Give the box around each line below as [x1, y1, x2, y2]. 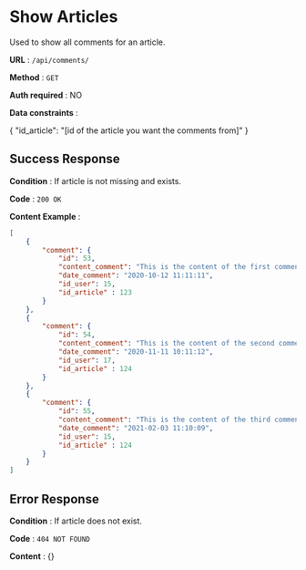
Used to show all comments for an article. [9, 36, 166, 47]
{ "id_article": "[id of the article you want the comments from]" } [9, 125, 249, 136]
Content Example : [9, 211, 81, 222]
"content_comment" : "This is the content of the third [57, 415, 271, 424]
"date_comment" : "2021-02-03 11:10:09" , [57, 423, 214, 432]
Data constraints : [9, 107, 79, 118]
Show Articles [9, 6, 118, 27]
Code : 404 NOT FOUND [9, 533, 91, 544]
